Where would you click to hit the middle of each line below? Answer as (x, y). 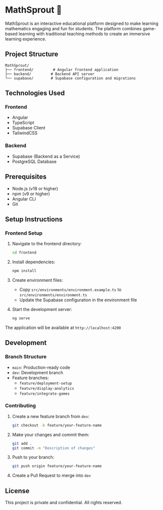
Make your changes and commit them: (51, 435)
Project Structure (32, 54)
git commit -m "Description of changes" (54, 448)
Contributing (20, 406)
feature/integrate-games (45, 394)
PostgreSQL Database (34, 161)
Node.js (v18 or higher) (35, 188)
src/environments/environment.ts (53, 295)
